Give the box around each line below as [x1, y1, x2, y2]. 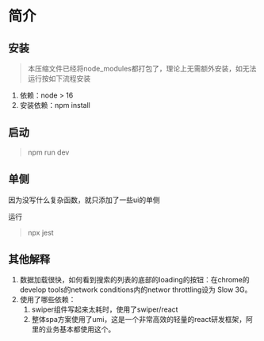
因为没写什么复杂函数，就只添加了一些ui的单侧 [8, 195, 160, 205]
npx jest [27, 228, 54, 237]
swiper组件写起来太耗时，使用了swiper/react [31, 305, 178, 314]
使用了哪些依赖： [19, 295, 76, 305]
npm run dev [27, 148, 70, 157]
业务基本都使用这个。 [45, 324, 116, 334]
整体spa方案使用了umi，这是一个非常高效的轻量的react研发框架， [31, 315, 247, 324]
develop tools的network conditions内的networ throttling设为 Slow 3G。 [19, 285, 252, 294]
